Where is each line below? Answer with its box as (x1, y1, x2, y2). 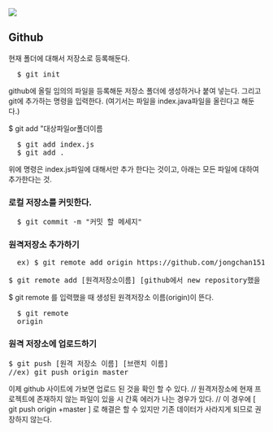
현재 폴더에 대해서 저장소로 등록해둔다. (8, 53, 130, 63)
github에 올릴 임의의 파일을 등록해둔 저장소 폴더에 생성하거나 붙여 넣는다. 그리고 (8, 85, 262, 95)
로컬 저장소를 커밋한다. (8, 196, 92, 207)
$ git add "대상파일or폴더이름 (8, 123, 103, 133)
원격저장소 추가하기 (8, 239, 80, 251)
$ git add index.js (16, 139, 95, 149)
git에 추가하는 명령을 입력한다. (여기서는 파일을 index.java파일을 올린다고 (8, 96, 240, 106)
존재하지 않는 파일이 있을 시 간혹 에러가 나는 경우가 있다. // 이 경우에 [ (36, 394, 256, 404)
